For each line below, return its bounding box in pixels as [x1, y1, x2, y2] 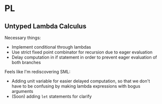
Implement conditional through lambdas [11, 44, 91, 50]
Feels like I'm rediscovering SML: [4, 69, 71, 75]
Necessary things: [4, 35, 41, 40]
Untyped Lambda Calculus [4, 22, 87, 30]
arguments [11, 89, 33, 94]
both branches [11, 60, 41, 65]
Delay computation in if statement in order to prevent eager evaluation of [11, 54, 157, 60]
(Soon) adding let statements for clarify [11, 93, 92, 99]
